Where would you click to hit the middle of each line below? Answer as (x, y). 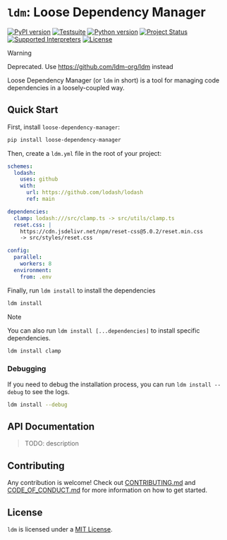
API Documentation (51, 426)
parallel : (28, 257)
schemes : (20, 166)
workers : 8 (36, 264)
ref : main (40, 199)
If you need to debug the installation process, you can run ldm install (109, 384)
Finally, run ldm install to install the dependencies (82, 290)
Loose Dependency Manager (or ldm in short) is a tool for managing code (114, 80)
